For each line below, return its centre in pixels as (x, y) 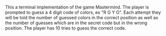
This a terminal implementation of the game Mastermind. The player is (77, 7)
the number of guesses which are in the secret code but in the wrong (76, 23)
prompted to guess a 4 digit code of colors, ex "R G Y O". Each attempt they (83, 12)
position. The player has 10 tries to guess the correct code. (66, 28)
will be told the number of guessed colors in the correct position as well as (82, 18)
